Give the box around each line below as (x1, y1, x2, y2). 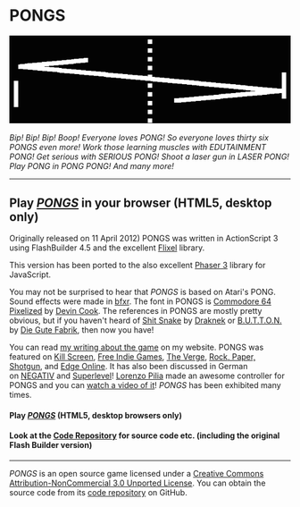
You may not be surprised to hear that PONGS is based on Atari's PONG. (9, 287, 277, 298)
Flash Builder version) (9, 440, 93, 451)
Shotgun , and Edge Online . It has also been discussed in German (9, 361, 248, 372)
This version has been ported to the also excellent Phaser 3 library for (9, 260, 266, 271)
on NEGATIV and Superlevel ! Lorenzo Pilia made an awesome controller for (9, 370, 286, 381)
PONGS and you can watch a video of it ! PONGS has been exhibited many (9, 380, 281, 391)
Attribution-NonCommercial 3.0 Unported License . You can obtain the (9, 477, 266, 488)
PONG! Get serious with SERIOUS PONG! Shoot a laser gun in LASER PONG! (9, 151, 290, 162)
